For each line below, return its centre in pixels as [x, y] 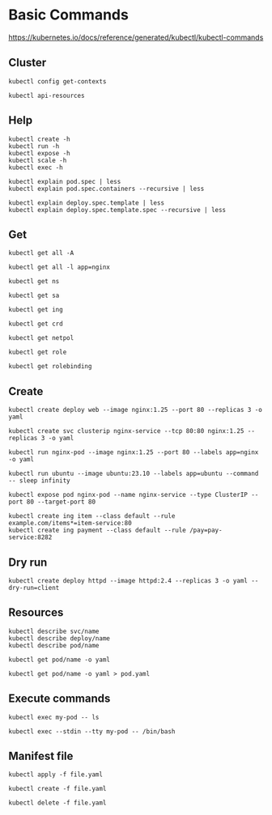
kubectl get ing [36, 310]
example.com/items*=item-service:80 [70, 524]
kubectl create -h [39, 139]
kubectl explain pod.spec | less [65, 181]
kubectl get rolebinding [50, 367]
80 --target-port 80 [61, 502]
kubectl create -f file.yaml [57, 789]
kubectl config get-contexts [57, 81]
